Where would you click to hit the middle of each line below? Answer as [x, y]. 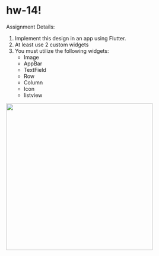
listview [33, 95]
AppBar [33, 64]
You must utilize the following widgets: [62, 50]
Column [33, 82]
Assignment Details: [31, 27]
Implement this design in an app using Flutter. [70, 38]
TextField [35, 69]
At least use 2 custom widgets [52, 45]
